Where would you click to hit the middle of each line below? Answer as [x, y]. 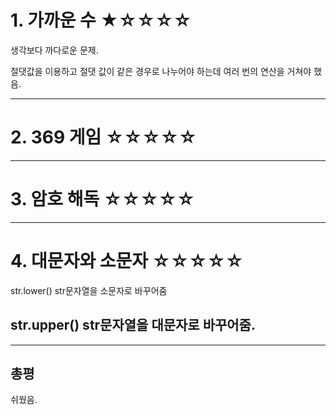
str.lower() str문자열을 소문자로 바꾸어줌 [89, 290]
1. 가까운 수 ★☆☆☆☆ [101, 20]
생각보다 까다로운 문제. [54, 50]
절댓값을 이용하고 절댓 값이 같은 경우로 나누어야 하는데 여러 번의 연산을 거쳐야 [161, 71]
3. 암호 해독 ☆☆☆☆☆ [103, 199]
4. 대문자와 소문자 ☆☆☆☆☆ [127, 261]
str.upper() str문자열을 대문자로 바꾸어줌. [133, 325]
